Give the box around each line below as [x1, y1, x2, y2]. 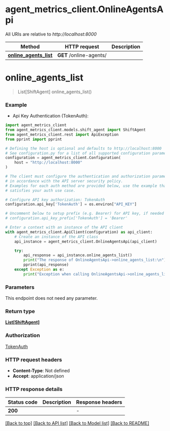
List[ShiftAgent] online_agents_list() [17, 89, 92, 95]
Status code [8, 399, 38, 406]
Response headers [76, 399, 122, 406]
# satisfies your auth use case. [5, 188, 76, 193]
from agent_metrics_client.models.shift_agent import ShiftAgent [5, 128, 146, 133]
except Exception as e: [14, 267, 65, 272]
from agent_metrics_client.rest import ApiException [5, 132, 119, 137]
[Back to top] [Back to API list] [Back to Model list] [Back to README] [5, 420, 149, 426]
